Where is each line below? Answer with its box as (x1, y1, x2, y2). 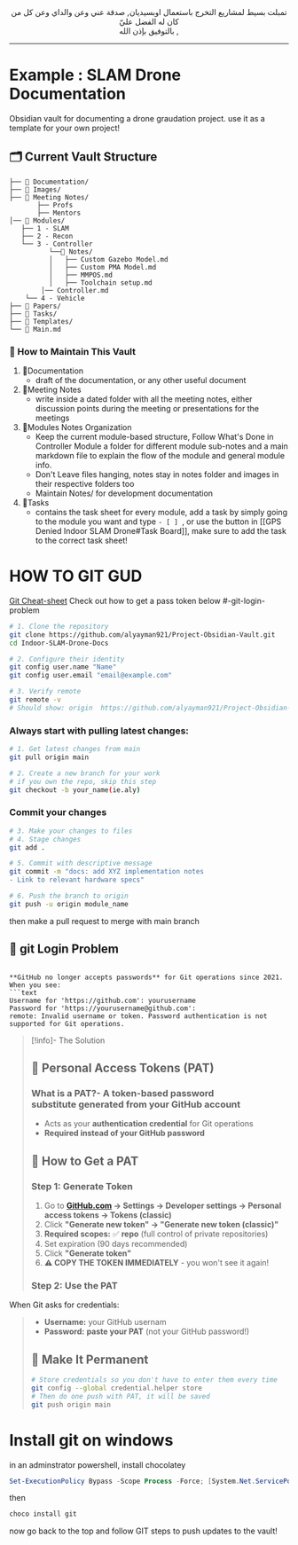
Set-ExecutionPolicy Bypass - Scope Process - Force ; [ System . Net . (9, 1477, 255, 1486)
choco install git (9, 1510, 77, 1518)
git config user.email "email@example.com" (9, 671, 173, 680)
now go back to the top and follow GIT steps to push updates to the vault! (9, 1525, 278, 1536)
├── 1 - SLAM (20, 224, 69, 232)
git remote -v (9, 695, 62, 704)
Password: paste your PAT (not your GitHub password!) (43, 1326, 250, 1337)
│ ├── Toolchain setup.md (48, 278, 153, 287)
